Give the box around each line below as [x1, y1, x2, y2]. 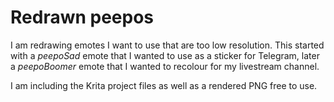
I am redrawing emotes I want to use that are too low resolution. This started [10, 39, 325, 51]
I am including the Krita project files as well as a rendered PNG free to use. [10, 79, 318, 91]
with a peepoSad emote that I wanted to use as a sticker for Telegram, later [10, 49, 320, 61]
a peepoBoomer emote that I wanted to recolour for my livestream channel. [10, 60, 320, 72]
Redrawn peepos [10, 6, 155, 29]
